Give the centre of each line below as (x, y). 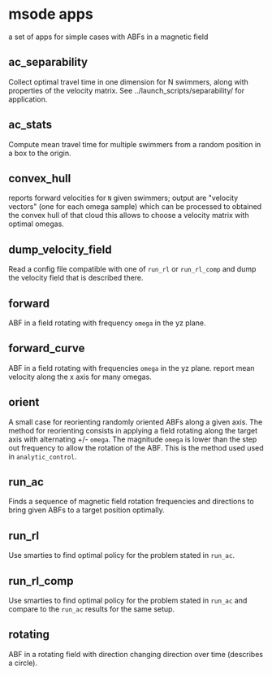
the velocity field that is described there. (76, 278)
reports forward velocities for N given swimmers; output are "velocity (123, 198)
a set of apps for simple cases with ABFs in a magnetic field (108, 37)
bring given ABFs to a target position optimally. (86, 510)
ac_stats (30, 125)
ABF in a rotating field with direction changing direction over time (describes (136, 654)
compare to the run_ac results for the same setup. (92, 609)
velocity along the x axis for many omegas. (80, 377)
